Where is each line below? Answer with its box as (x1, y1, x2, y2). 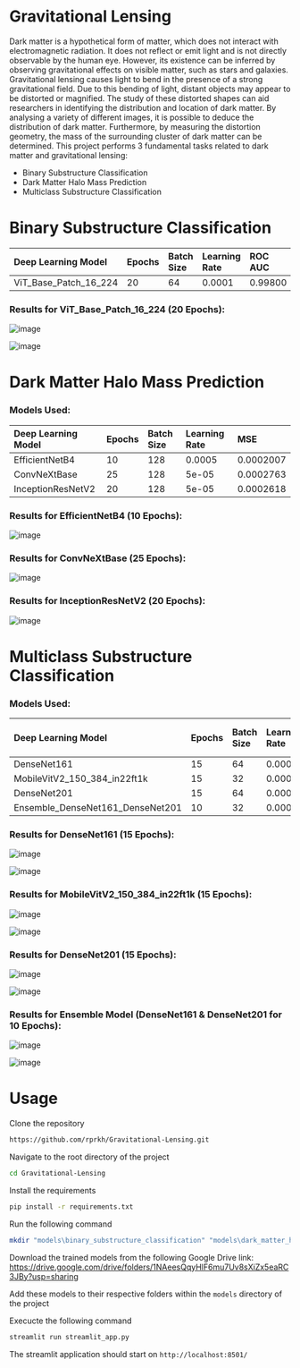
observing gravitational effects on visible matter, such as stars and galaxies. (9, 64, 288, 75)
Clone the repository (9, 1118, 85, 1129)
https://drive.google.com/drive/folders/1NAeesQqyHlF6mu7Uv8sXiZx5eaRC (9, 1262, 289, 1272)
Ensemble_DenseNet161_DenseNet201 (13, 802, 183, 814)
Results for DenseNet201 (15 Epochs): (9, 948, 177, 961)
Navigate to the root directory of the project (9, 1151, 170, 1162)
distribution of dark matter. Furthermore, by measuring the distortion (9, 121, 261, 132)
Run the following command (9, 1219, 112, 1229)
